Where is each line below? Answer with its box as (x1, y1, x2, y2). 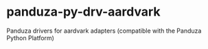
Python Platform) (6, 33, 54, 42)
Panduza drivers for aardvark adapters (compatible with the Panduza (6, 27, 202, 35)
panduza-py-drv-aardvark (6, 4, 161, 20)
